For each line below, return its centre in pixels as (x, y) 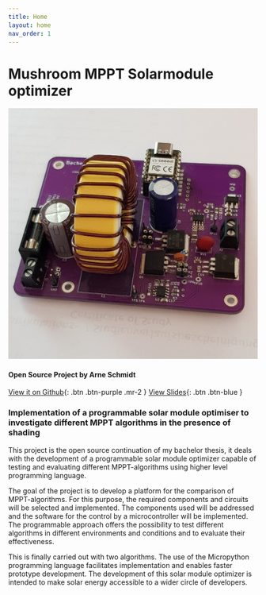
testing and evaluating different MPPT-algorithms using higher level (118, 467)
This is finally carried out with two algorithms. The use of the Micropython (129, 557)
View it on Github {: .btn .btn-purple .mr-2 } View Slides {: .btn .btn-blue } (125, 392)
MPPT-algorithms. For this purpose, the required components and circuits (128, 499)
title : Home (28, 17)
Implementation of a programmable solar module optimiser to (129, 413)
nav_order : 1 (30, 33)
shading (25, 433)
